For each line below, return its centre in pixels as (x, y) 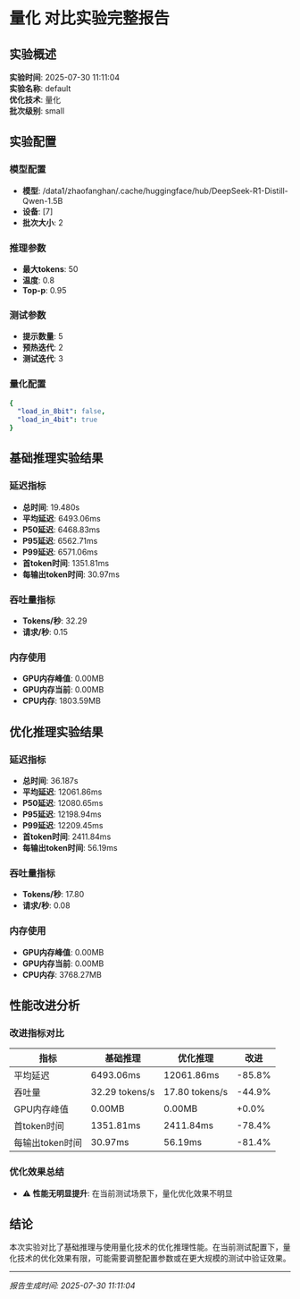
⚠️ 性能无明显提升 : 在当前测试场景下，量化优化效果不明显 (128, 1193)
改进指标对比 (37, 1032)
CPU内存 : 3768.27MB (62, 974)
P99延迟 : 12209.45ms (62, 826)
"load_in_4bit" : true (58, 420)
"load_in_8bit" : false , (61, 412)
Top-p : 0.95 (44, 290)
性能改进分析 (45, 1006)
